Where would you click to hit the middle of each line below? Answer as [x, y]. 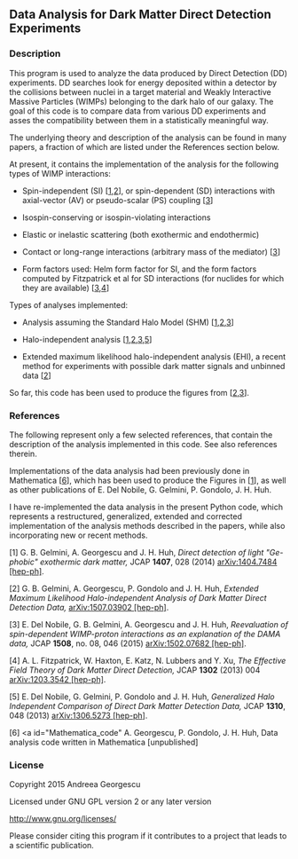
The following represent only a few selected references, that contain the [141, 435]
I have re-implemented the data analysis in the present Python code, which [146, 507]
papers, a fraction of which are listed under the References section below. [144, 146]
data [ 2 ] [36, 375]
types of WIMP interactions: [60, 173]
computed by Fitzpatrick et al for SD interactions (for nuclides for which [153, 278]
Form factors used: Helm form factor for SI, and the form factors [139, 269]
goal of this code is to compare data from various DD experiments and [137, 111]
